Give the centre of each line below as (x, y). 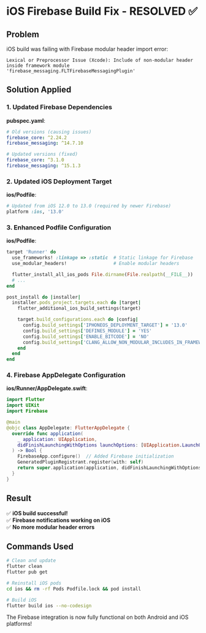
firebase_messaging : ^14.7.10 (45, 143)
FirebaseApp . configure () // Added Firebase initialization (96, 456)
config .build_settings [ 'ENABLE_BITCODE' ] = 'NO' (86, 336)
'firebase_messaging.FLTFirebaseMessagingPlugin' (71, 71)
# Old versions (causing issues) (49, 132)
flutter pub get (27, 572)
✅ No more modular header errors (51, 527)
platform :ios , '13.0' (35, 212)
